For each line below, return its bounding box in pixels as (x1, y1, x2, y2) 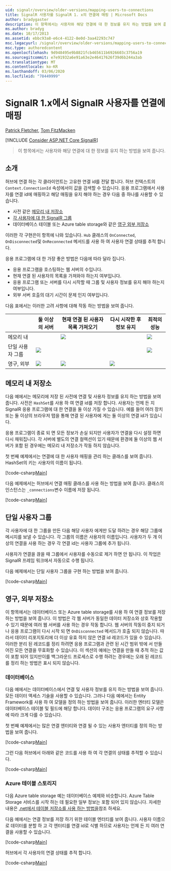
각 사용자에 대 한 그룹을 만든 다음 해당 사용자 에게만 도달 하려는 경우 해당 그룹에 (5, 528, 163, 534)
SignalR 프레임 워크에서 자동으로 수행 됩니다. (5, 557, 95, 563)
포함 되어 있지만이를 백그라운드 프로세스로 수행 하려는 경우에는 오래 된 (10, 654, 149, 660)
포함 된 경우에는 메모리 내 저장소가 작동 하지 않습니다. (14, 443, 121, 449)
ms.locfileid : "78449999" (5, 74, 60, 79)
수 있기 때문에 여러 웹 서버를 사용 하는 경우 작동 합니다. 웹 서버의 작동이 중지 (5, 622, 156, 628)
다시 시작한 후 (110, 316, 141, 323)
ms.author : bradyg (5, 26, 44, 32)
